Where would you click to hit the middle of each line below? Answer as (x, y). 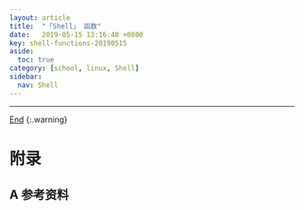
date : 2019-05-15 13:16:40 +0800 (76, 34)
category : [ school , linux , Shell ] (75, 69)
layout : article (40, 18)
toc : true (36, 60)
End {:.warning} (38, 119)
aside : (22, 52)
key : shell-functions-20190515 (68, 43)
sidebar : (26, 77)
